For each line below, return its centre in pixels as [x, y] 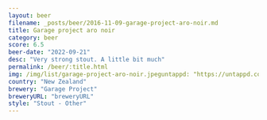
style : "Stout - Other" [48, 103]
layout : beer [30, 15]
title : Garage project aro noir [62, 30]
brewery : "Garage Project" [53, 89]
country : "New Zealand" [48, 81]
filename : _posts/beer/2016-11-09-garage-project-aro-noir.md [113, 23]
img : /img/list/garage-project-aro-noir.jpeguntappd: [99, 74]
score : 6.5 [26, 45]
